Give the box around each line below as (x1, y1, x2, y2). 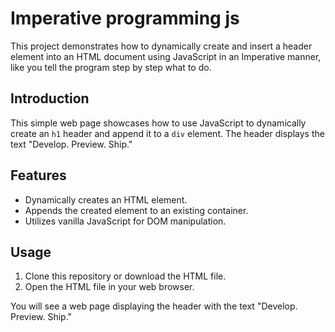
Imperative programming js (10, 7, 240, 30)
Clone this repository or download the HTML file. (24, 270, 227, 282)
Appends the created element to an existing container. (24, 204, 249, 216)
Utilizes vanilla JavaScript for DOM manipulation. (24, 215, 227, 227)
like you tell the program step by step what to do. (10, 61, 212, 73)
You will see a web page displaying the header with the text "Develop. (10, 300, 298, 312)
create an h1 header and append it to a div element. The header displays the (10, 127, 325, 139)
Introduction (10, 90, 90, 107)
